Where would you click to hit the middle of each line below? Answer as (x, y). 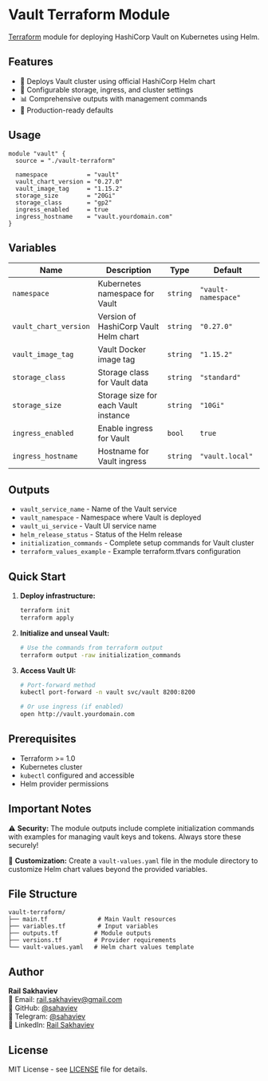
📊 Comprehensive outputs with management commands (113, 98)
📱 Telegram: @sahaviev (47, 1016)
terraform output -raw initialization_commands (100, 655)
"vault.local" (227, 456)
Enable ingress (125, 429)
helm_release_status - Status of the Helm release (101, 535)
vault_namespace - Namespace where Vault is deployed (110, 517)
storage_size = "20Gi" (65, 196)
